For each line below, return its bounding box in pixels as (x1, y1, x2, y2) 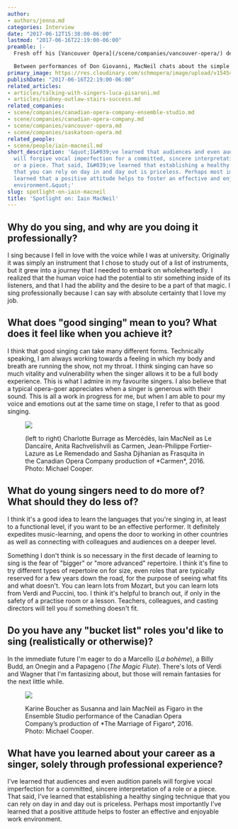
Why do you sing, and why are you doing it (7, 221, 198, 233)
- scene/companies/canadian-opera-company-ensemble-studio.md (7, 109, 195, 116)
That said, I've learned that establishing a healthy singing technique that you (7, 792, 230, 801)
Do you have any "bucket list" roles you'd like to (7, 625, 224, 637)
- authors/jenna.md (7, 17, 65, 24)
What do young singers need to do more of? (7, 485, 205, 497)
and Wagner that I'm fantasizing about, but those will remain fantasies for (7, 669, 222, 678)
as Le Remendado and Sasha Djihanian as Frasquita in (46, 449, 205, 458)
